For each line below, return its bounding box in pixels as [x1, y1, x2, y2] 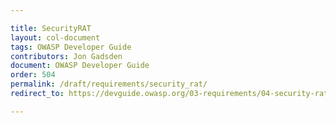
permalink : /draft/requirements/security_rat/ [10, 79, 208, 90]
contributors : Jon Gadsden [10, 51, 123, 61]
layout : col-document [10, 32, 101, 43]
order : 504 [10, 70, 56, 80]
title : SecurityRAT [10, 23, 92, 33]
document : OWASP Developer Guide [10, 61, 150, 71]
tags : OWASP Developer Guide [10, 42, 132, 52]
